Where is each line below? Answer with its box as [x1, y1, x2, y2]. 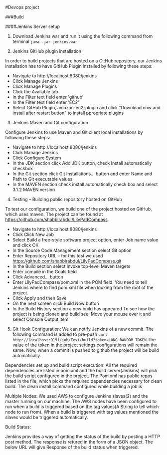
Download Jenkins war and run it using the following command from [12, 33, 153, 39]
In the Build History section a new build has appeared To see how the [12, 306, 155, 311]
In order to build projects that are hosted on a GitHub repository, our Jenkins [5, 58, 162, 64]
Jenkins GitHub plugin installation [12, 48, 81, 54]
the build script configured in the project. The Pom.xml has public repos [5, 373, 153, 379]
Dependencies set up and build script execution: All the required [5, 362, 137, 368]
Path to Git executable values [12, 176, 73, 182]
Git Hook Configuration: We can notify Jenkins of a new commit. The [12, 326, 154, 332]
